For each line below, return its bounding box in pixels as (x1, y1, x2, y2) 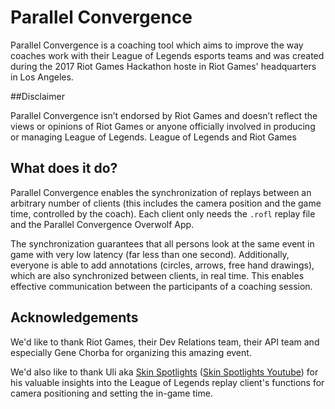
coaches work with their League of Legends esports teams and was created (10, 49, 325, 61)
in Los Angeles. (10, 71, 74, 83)
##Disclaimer (10, 90, 65, 102)
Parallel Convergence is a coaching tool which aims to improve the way (10, 39, 304, 51)
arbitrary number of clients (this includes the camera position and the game (10, 197, 322, 209)
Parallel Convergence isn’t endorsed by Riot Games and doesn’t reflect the (10, 109, 318, 121)
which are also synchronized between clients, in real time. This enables (10, 269, 305, 281)
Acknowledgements (10, 309, 139, 326)
